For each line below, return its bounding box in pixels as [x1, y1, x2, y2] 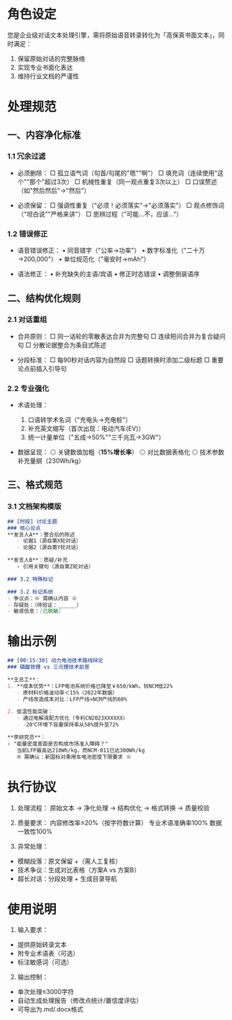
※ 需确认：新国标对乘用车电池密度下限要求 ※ [16, 753, 131, 760]
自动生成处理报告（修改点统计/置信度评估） [17, 996, 143, 1005]
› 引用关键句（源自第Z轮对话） [16, 563, 94, 570]
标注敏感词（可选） [17, 958, 73, 966]
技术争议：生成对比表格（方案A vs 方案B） [17, 866, 140, 874]
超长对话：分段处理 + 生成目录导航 [17, 874, 117, 882]
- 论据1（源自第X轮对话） [16, 537, 82, 545]
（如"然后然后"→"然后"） [17, 186, 91, 194]
